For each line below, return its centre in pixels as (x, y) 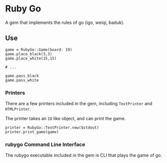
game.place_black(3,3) (29, 54)
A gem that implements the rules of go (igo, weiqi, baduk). (65, 22)
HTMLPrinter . (18, 109)
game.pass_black (22, 76)
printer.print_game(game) (32, 132)
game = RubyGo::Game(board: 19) (39, 50)
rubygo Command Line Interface (45, 144)
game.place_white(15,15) (31, 58)
